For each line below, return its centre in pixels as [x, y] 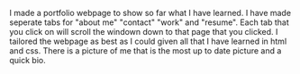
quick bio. [28, 60]
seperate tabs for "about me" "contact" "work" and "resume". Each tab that [150, 22]
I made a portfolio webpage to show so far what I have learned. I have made [150, 13]
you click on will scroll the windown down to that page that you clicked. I [144, 32]
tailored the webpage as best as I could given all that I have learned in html [148, 41]
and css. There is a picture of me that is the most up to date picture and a [145, 51]
